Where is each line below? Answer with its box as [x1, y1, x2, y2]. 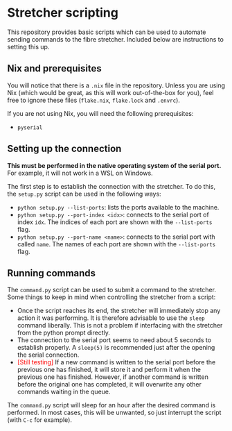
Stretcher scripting [7, 5, 119, 21]
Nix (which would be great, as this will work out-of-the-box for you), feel [7, 88, 214, 96]
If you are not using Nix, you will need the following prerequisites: [7, 109, 194, 117]
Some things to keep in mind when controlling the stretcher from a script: [7, 293, 216, 301]
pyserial [17, 124, 43, 131]
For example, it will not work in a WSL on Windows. [7, 169, 154, 177]
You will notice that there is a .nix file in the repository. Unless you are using [7, 81, 226, 90]
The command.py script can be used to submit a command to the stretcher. [7, 286, 217, 294]
